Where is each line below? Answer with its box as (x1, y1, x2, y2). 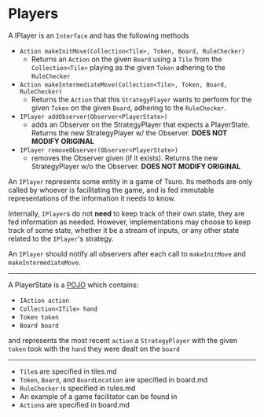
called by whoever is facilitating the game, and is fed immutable (8, 185, 214, 194)
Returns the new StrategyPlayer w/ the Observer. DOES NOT (31, 127, 228, 138)
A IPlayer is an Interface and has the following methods (8, 31, 189, 40)
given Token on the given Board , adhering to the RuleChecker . (31, 103, 226, 113)
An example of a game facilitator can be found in (19, 391, 178, 401)
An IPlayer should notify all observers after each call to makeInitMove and (8, 249, 246, 258)
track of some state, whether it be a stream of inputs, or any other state (8, 225, 240, 234)
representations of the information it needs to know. (8, 194, 176, 203)
